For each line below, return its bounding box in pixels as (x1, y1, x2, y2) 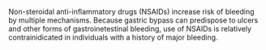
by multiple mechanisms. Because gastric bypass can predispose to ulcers (8, 15, 259, 25)
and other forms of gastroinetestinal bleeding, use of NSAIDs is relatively (8, 24, 252, 33)
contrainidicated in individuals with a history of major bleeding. (8, 32, 218, 42)
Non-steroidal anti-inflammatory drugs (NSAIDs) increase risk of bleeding (8, 7, 255, 16)
